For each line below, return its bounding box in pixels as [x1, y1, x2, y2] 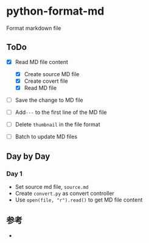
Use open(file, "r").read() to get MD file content [15, 196, 143, 203]
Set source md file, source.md [15, 183, 89, 190]
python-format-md [6, 4, 105, 18]
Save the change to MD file [15, 96, 83, 104]
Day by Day [6, 151, 50, 161]
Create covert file [24, 77, 68, 85]
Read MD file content [15, 58, 69, 65]
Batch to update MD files [15, 133, 78, 141]
